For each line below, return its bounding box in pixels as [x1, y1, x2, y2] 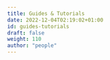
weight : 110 [7, 36, 42, 43]
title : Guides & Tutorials [7, 10, 85, 17]
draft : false [7, 29, 45, 37]
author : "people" [7, 42, 57, 49]
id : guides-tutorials [7, 23, 70, 30]
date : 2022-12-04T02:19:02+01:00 [7, 17, 104, 23]
